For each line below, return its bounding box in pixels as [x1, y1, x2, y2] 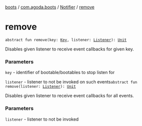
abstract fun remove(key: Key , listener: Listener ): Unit [5, 37, 127, 42]
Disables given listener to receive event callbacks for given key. [5, 46, 134, 52]
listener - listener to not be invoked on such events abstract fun [5, 79, 138, 85]
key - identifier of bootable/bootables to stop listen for [5, 70, 115, 76]
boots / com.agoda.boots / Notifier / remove [5, 4, 95, 10]
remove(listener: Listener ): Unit [5, 84, 76, 89]
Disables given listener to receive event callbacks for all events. [5, 93, 134, 99]
